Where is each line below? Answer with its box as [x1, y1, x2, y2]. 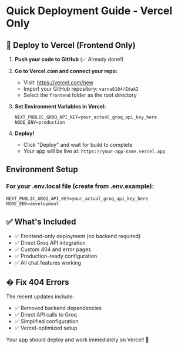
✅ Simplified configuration [14, 318, 79, 325]
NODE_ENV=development [6, 200, 59, 207]
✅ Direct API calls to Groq [14, 311, 78, 318]
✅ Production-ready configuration [14, 252, 98, 259]
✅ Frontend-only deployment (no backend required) [14, 232, 141, 239]
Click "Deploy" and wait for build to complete [23, 141, 133, 148]
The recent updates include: [6, 293, 75, 300]
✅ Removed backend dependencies [14, 305, 102, 312]
